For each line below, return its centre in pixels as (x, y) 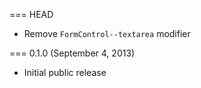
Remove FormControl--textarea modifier (107, 33)
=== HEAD (31, 14)
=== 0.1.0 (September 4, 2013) (72, 53)
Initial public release (65, 72)
